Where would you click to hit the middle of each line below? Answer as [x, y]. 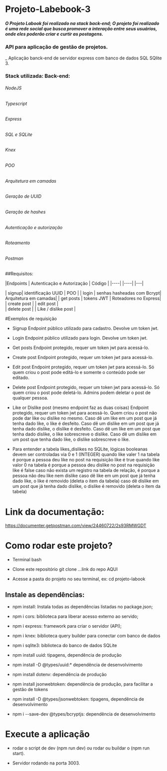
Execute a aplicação [47, 734]
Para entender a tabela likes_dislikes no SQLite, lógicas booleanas [80, 449]
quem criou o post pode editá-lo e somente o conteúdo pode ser [79, 373]
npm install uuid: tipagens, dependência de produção [67, 655]
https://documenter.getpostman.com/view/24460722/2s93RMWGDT [76, 526]
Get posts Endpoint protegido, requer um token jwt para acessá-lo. [81, 348]
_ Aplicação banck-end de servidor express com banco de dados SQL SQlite [83, 58]
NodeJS [13, 88]
